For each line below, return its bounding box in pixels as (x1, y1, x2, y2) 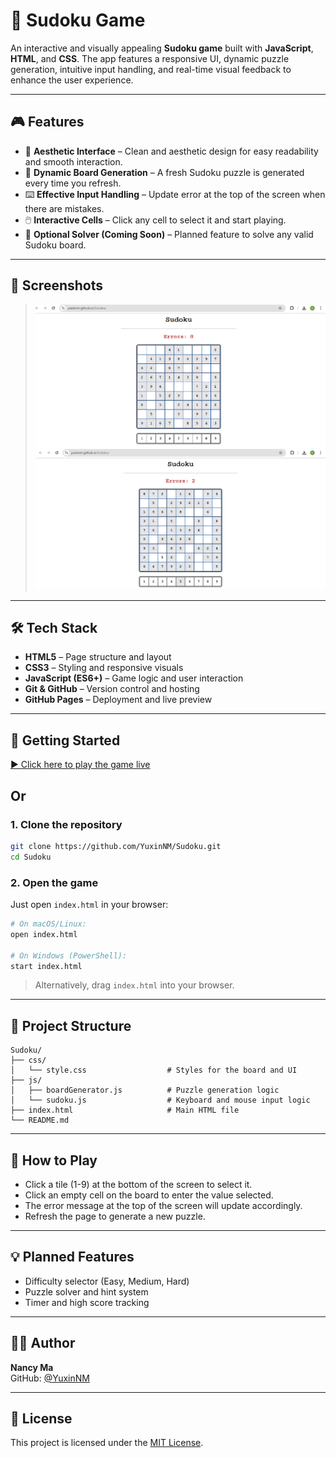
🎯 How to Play (10, 1152, 98, 1169)
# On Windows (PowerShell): (10, 950, 128, 961)
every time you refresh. (24, 177, 122, 189)
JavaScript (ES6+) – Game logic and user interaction (24, 672, 244, 684)
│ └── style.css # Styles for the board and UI (10, 1065, 298, 1076)
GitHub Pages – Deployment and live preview (24, 694, 213, 706)
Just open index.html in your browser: (10, 899, 169, 910)
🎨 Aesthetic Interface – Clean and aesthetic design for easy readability (24, 145, 319, 157)
